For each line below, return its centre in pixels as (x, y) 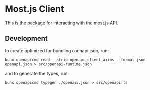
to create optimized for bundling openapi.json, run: (57, 50)
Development (27, 39)
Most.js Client (35, 9)
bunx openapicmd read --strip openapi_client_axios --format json (75, 60)
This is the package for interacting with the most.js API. (62, 23)
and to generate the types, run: (37, 73)
